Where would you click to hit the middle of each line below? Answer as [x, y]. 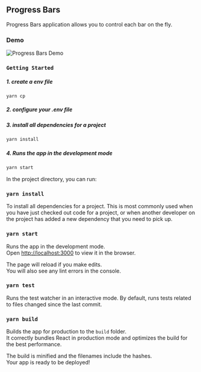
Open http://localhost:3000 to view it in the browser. [71, 253]
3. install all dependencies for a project [56, 125]
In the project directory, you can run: [51, 179]
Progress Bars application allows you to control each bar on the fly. [89, 24]
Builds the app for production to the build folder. [66, 332]
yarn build [22, 319]
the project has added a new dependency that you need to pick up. [89, 219]
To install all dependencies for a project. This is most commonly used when [100, 206]
